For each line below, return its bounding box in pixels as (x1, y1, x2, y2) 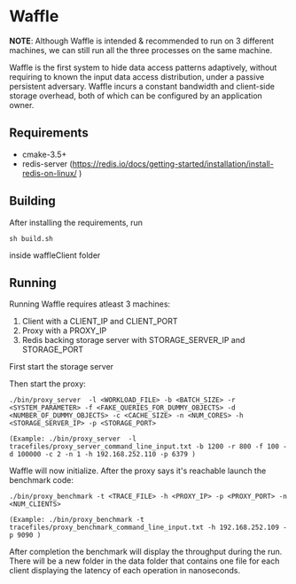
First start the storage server (9, 362, 113, 372)
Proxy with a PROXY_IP (21, 325, 107, 336)
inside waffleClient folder (9, 250, 101, 261)
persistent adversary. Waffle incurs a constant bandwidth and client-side (9, 81, 275, 91)
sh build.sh (9, 234, 53, 243)
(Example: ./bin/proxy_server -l (9, 434, 137, 444)
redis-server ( (21, 158, 73, 169)
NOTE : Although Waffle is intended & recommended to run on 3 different (9, 35, 275, 46)
